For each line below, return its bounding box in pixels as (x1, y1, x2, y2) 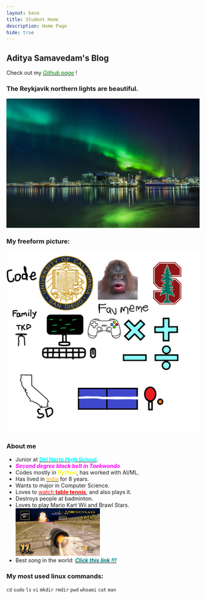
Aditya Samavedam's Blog (6, 53, 109, 63)
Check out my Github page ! (6, 69, 78, 77)
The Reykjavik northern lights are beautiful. (6, 84, 139, 93)
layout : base (6, 10, 40, 16)
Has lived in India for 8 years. (15, 476, 90, 483)
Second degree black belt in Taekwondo (15, 462, 121, 470)
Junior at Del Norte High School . (15, 456, 99, 463)
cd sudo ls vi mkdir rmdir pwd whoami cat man (6, 587, 116, 593)
